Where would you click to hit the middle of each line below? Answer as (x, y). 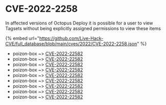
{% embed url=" (22, 38)
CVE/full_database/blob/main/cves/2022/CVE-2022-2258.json (71, 43)
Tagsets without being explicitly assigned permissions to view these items (83, 28)
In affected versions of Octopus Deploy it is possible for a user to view (79, 23)
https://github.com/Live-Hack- (71, 38)
